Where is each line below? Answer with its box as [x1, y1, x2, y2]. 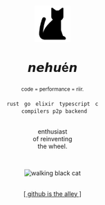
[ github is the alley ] [23, 189, 82, 198]
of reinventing [32, 134, 73, 143]
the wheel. [37, 142, 68, 150]
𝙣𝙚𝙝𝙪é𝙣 [27, 60, 78, 75]
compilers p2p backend [21, 107, 87, 115]
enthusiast [37, 127, 68, 136]
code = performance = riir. [21, 85, 84, 93]
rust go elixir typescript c [6, 100, 99, 107]
